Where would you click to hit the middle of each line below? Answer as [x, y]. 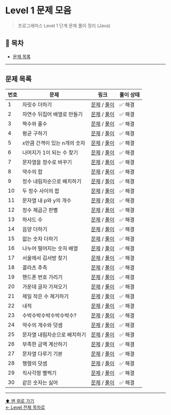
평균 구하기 [35, 133]
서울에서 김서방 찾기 [45, 258]
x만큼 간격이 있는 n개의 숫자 [54, 143]
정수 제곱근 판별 [40, 210]
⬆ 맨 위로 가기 [20, 401]
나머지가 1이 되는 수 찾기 [50, 152]
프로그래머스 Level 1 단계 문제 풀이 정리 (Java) [64, 26]
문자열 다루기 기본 [42, 354]
